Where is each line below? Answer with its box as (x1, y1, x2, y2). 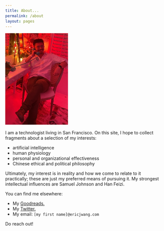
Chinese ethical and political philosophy (12, 161, 95, 167)
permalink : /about (5, 13, 44, 19)
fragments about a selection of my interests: (5, 135, 97, 141)
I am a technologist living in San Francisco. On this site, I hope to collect (5, 130, 154, 136)
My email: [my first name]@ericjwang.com (12, 211, 99, 217)
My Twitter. (12, 206, 36, 212)
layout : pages (5, 19, 35, 24)
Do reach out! (5, 221, 34, 227)
